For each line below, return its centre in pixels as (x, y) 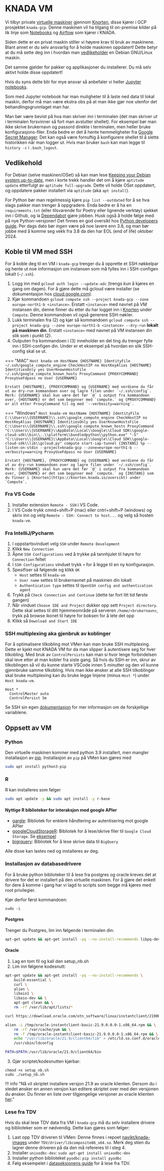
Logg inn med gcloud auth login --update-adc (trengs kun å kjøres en (83, 283)
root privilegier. (20, 890)
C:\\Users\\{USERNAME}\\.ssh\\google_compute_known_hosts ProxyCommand (79, 426)
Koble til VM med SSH (39, 252)
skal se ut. (37, 351)
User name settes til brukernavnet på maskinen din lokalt (75, 580)
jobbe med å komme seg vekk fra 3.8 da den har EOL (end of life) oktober (79, 231)
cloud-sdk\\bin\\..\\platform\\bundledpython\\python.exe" (66, 435)
